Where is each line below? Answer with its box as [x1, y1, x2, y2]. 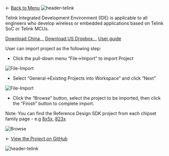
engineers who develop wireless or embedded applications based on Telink [5, 20, 164, 26]
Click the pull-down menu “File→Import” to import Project [12, 55, 134, 61]
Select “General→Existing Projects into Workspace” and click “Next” [12, 75, 156, 81]
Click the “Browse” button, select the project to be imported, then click [12, 95, 161, 101]
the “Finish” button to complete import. [12, 100, 95, 106]
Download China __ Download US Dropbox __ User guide [5, 36, 121, 41]
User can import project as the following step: [5, 46, 101, 51]
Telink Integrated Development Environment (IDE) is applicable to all [5, 15, 148, 20]
